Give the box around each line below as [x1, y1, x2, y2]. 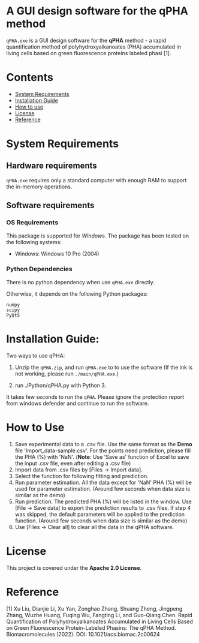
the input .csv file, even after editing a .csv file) [14, 459, 131, 467]
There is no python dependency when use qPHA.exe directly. [6, 278, 155, 286]
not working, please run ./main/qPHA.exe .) [14, 370, 119, 377]
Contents [6, 71, 54, 85]
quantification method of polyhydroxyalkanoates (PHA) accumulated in [6, 43, 182, 50]
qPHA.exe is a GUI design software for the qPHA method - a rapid [6, 37, 167, 44]
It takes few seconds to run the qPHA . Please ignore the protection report [6, 393, 185, 400]
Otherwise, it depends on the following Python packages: [6, 290, 148, 298]
